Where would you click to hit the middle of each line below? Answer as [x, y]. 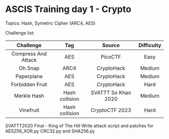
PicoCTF [111, 57]
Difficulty [150, 45]
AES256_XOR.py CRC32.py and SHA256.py [50, 131]
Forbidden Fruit [29, 84]
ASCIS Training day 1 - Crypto [68, 9]
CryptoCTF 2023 [111, 110]
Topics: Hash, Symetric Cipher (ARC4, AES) [50, 23]
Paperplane [29, 76]
